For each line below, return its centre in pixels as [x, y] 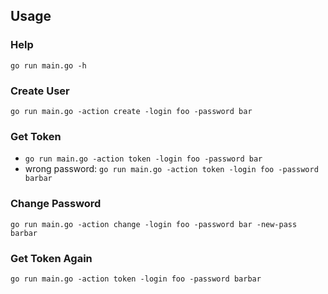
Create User [40, 91]
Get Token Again [51, 258]
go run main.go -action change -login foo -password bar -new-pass [154, 224]
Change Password [56, 204]
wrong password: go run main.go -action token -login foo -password [171, 169]
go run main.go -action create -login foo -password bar [131, 111]
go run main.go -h [48, 65]
